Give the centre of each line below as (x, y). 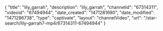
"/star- (150, 18)
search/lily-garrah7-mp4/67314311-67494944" (54, 23)
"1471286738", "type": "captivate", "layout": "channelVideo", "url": (74, 18)
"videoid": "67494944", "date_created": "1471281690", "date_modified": (80, 12)
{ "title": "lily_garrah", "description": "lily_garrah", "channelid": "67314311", (81, 7)
